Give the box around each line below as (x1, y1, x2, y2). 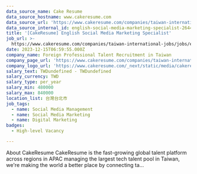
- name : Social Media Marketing (11, 112, 91, 117)
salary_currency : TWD (6, 74, 59, 79)
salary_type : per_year (6, 79, 62, 85)
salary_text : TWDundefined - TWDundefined (6, 68, 111, 74)
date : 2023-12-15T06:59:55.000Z (6, 47, 85, 53)
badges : (6, 123, 25, 128)
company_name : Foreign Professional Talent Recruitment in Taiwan (6, 52, 172, 58)
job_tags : (6, 100, 30, 107)
